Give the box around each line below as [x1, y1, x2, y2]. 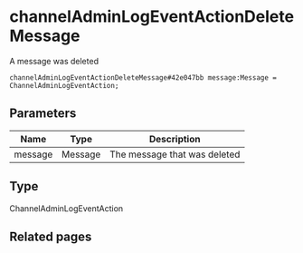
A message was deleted [9, 55, 99, 66]
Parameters [9, 106, 77, 122]
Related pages [9, 229, 92, 244]
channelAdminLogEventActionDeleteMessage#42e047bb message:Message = [9, 73, 278, 83]
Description [148, 132, 201, 145]
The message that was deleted [109, 148, 241, 161]
